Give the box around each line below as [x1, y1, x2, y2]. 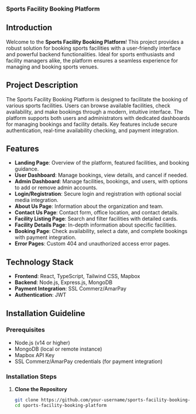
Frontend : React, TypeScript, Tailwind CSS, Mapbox [14, 273, 140, 280]
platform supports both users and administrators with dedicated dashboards [6, 114, 190, 121]
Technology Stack [6, 257, 74, 267]
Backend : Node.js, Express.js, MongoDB [14, 279, 113, 286]
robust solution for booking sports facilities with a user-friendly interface [6, 45, 181, 52]
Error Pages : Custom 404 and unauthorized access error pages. [14, 240, 171, 247]
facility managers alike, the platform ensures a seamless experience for [6, 57, 178, 64]
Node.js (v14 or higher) [14, 339, 70, 346]
